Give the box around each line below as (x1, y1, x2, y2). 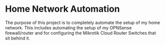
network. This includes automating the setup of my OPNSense (5, 24, 132, 30)
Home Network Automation (5, 3, 120, 15)
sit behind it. (5, 35, 31, 41)
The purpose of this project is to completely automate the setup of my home (5, 20, 161, 25)
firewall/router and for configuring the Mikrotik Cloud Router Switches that (5, 30, 157, 36)
